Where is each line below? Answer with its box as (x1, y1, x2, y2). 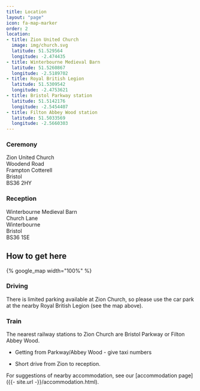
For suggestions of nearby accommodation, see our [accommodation (6, 372, 178, 379)
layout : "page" (6, 14, 44, 20)
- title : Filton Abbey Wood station (6, 109, 98, 115)
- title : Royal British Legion (6, 76, 84, 82)
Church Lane (6, 214, 38, 222)
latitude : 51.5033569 (11, 115, 66, 121)
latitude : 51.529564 (11, 48, 63, 54)
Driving (6, 282, 28, 290)
